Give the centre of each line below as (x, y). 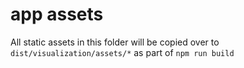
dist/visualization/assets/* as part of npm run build (122, 52)
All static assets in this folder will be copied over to (115, 42)
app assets (57, 14)
